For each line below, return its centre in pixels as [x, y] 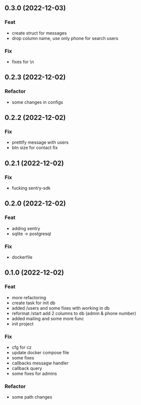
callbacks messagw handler [40, 363]
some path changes [32, 397]
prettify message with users [40, 142]
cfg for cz [21, 347]
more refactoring [29, 297]
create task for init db [34, 303]
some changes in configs [37, 102]
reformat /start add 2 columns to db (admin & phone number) [74, 313]
